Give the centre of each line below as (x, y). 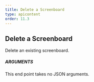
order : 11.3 (17, 19)
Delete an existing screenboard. (37, 51)
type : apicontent (23, 14)
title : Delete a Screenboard (35, 10)
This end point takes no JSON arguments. (47, 74)
